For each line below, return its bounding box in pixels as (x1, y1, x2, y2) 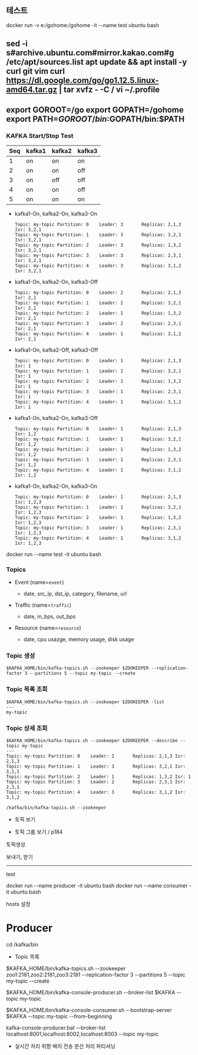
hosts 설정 (6, 901, 31, 908)
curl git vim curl (6, 67, 65, 77)
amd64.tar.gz (6, 85, 58, 95)
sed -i (6, 39, 28, 49)
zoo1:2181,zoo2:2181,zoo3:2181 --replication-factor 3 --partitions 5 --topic (6, 971, 186, 978)
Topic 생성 (6, 651, 35, 660)
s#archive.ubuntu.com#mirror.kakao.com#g (6, 48, 174, 58)
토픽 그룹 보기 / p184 (14, 828, 63, 835)
